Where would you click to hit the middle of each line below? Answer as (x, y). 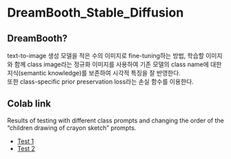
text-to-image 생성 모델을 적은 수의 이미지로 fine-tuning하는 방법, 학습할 (106, 56)
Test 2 (26, 148)
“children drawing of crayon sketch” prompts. (72, 128)
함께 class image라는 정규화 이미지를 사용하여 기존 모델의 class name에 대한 (118, 64)
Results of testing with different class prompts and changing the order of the (115, 120)
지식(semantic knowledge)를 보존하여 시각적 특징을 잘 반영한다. (94, 73)
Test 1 (26, 141)
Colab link (29, 104)
